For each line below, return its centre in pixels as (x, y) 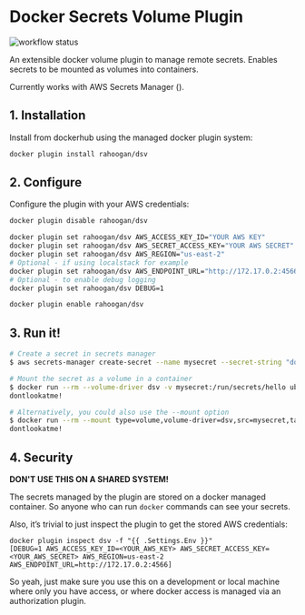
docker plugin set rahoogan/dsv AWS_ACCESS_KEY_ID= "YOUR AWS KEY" (138, 237)
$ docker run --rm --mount (60, 420)
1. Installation (48, 116)
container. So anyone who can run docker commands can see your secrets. (150, 506)
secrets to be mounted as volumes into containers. (104, 69)
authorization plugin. (48, 600)
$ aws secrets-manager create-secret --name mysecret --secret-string (146, 362)
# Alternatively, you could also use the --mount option (119, 412)
